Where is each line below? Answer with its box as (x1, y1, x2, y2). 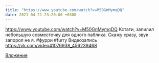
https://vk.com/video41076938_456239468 (5, 42, 97, 48)
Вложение (5, 52, 28, 58)
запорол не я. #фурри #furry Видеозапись (5, 37, 97, 43)
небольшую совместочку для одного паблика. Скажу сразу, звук (5, 31, 149, 38)
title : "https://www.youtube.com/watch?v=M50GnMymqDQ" (5, 7, 125, 13)
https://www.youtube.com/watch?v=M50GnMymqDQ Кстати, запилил (5, 26, 154, 32)
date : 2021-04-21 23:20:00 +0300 (5, 12, 77, 17)
